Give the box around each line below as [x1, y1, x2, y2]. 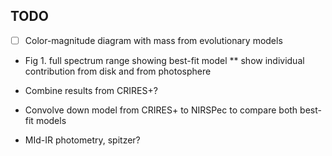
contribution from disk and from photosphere [24, 65, 212, 77]
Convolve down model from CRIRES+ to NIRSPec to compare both [24, 104, 298, 116]
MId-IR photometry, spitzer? [24, 134, 141, 146]
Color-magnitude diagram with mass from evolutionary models [24, 34, 283, 46]
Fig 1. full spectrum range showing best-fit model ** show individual [24, 54, 305, 66]
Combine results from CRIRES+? [24, 84, 158, 96]
